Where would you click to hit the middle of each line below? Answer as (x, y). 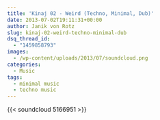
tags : (15, 77)
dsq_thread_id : (29, 39)
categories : (24, 64)
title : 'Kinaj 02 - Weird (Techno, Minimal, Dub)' (81, 13)
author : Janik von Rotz (41, 26)
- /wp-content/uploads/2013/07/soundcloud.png (81, 58)
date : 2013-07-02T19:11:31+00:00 (55, 20)
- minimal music (36, 84)
